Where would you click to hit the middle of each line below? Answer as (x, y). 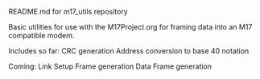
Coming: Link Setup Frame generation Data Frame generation (110, 66)
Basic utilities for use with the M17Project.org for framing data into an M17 (130, 27)
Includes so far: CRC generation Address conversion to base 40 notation (129, 51)
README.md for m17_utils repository (68, 12)
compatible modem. (41, 36)
